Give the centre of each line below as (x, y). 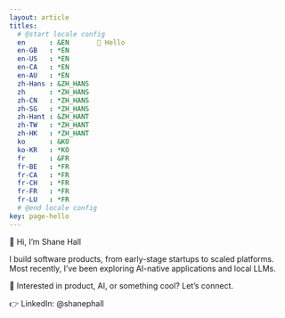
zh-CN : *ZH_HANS (53, 100)
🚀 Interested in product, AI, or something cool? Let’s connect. (122, 285)
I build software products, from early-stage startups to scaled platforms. (142, 258)
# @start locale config (61, 34)
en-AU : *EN (43, 76)
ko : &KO (43, 142)
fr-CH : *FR (43, 183)
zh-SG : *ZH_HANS (53, 109)
